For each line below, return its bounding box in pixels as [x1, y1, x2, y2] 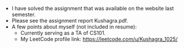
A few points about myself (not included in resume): [11, 23, 137, 30]
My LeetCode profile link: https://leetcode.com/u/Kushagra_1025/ [20, 36, 178, 42]
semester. [11, 11, 36, 18]
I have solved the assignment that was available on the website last [11, 5, 174, 12]
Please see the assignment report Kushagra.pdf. [11, 17, 128, 24]
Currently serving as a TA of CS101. [20, 29, 106, 36]
